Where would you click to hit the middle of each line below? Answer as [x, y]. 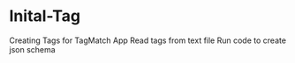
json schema [32, 49]
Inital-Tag [45, 16]
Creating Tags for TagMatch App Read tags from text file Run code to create [148, 40]
